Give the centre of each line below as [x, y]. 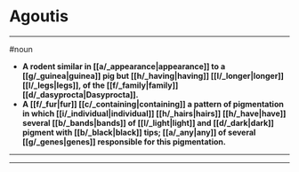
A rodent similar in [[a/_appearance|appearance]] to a [124, 66]
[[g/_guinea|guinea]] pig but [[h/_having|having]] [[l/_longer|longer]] [153, 75]
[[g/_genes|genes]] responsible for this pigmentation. [124, 141]
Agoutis [39, 16]
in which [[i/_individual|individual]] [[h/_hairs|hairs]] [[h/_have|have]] [154, 113]
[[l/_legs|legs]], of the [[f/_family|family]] [100, 85]
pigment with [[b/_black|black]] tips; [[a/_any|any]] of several [139, 132]
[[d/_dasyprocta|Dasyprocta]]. [81, 94]
